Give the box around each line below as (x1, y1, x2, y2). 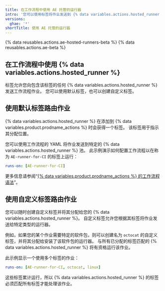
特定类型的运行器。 (13, 222, 53, 228)
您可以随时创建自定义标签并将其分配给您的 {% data (5, 209, 110, 215)
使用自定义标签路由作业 (5, 195, 77, 204)
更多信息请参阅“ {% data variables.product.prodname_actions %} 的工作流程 (5, 173, 160, 179)
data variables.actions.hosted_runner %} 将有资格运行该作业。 (5, 244, 133, 250)
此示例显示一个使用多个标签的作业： (5, 255, 79, 261)
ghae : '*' (9, 21, 30, 26)
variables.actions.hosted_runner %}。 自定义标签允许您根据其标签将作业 (5, 215, 153, 221)
